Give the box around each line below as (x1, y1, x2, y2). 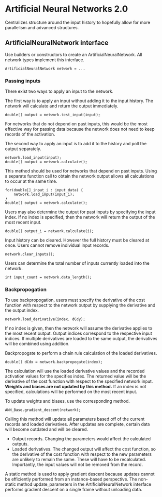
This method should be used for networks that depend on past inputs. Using (5, 168, 157, 174)
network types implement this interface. (5, 57, 85, 63)
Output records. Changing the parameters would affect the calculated (12, 436, 151, 442)
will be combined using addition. (5, 341, 70, 347)
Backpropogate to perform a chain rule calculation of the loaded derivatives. (5, 350, 157, 356)
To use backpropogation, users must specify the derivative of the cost (5, 297, 145, 303)
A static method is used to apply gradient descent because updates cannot (5, 471, 155, 477)
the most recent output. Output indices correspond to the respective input (5, 330, 152, 336)
